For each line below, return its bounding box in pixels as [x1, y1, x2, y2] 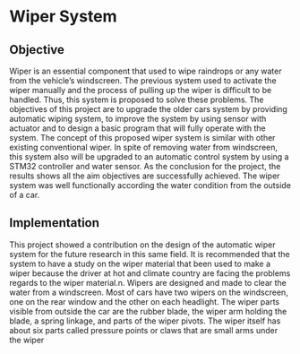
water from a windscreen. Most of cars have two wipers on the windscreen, [9, 287, 288, 298]
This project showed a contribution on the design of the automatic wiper [9, 239, 276, 250]
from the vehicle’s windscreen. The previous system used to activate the [9, 75, 277, 86]
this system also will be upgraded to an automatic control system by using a [9, 151, 289, 162]
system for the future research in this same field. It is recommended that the [9, 248, 290, 259]
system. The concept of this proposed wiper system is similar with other [9, 133, 276, 142]
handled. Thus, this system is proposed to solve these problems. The [9, 94, 264, 105]
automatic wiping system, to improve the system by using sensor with [9, 114, 267, 124]
